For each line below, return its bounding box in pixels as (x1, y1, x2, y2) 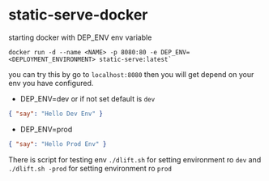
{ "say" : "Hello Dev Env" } (8, 110, 104, 118)
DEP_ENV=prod (19, 124, 73, 134)
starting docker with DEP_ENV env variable (8, 32, 152, 42)
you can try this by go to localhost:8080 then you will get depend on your (8, 69, 254, 79)
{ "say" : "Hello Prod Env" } (8, 140, 107, 148)
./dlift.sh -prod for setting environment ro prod (8, 163, 173, 173)
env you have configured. (8, 78, 94, 88)
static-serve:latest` (98, 55, 173, 63)
